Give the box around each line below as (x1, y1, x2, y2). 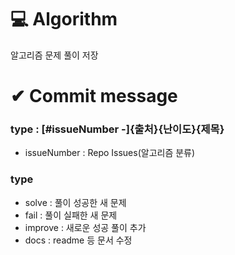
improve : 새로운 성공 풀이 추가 (24, 221, 147, 233)
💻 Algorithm (10, 8, 118, 31)
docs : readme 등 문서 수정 (24, 234, 133, 246)
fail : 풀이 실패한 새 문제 (24, 209, 118, 221)
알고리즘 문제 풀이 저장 (10, 49, 99, 61)
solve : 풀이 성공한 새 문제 (24, 196, 127, 208)
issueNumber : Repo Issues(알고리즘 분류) (24, 147, 196, 159)
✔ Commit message (10, 85, 178, 108)
